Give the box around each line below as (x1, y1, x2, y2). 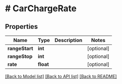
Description (54, 37, 82, 43)
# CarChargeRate (5, 3, 77, 14)
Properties (5, 22, 38, 31)
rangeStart (7, 45, 33, 52)
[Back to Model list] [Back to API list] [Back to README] (5, 74, 117, 79)
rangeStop (7, 53, 33, 60)
